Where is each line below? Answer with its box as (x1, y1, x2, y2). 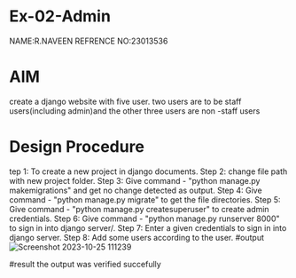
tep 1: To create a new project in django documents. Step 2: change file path (9, 166, 288, 177)
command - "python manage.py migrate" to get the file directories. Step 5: (9, 194, 281, 205)
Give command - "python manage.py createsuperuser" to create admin (9, 203, 269, 214)
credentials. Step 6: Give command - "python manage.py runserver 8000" (9, 213, 281, 224)
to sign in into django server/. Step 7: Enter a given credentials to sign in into (9, 222, 287, 233)
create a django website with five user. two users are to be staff (9, 96, 242, 107)
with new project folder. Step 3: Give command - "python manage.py (9, 175, 261, 186)
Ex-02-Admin (9, 6, 111, 27)
